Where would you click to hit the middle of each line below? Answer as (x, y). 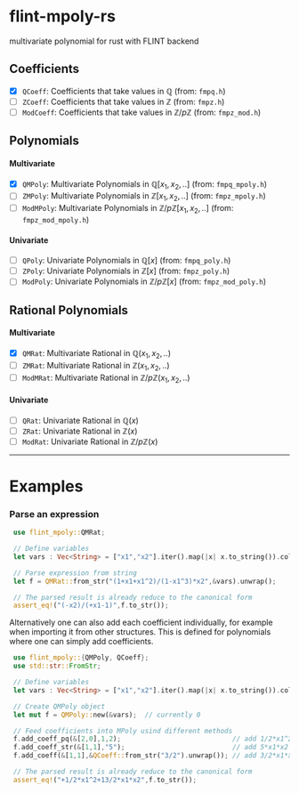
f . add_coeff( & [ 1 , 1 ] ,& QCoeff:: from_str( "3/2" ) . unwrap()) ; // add (135, 756)
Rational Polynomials (69, 310)
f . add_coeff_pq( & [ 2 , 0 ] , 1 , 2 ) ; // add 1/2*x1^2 (153, 739)
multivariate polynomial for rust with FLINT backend (104, 41)
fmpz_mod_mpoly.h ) (56, 219)
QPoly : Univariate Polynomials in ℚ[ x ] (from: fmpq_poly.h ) (126, 261)
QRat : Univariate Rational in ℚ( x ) (81, 420)
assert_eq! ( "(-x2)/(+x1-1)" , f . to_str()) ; (91, 606)
